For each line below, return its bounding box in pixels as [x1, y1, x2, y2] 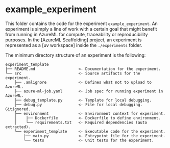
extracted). [5, 124, 31, 130]
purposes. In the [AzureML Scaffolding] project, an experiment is [5, 37, 142, 43]
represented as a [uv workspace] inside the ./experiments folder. [5, 42, 142, 48]
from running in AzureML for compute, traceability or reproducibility [5, 31, 148, 37]
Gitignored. [5, 106, 31, 112]
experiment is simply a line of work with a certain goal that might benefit [5, 26, 157, 32]
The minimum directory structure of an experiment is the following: [5, 52, 146, 58]
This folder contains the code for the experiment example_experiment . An [5, 20, 158, 27]
